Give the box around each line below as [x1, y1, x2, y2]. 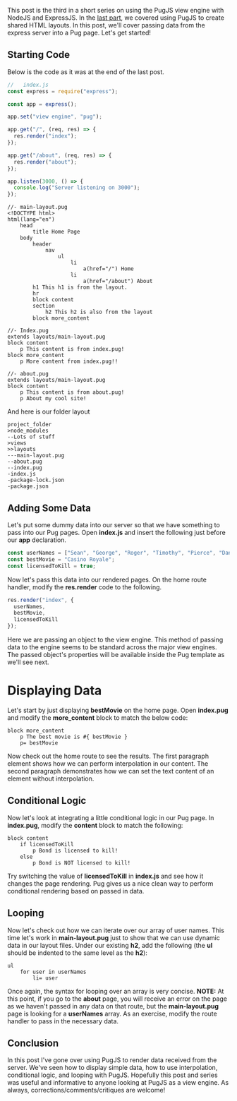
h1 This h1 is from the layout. [32, 284, 128, 291]
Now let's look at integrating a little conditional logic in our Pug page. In [7, 813, 214, 822]
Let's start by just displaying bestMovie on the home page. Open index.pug [7, 706, 229, 714]
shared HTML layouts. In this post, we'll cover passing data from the [7, 21, 206, 29]
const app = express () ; [7, 100, 78, 108]
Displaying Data [7, 682, 102, 699]
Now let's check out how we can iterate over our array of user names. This [7, 926, 224, 934]
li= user [32, 974, 59, 982]
